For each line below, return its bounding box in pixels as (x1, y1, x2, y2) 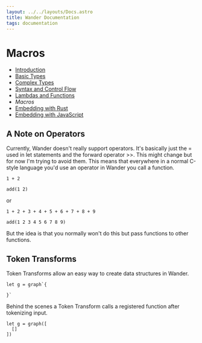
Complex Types (14, 79, 54, 87)
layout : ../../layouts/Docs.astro (6, 8, 93, 15)
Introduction (14, 66, 46, 73)
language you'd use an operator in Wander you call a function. (19, 164, 175, 171)
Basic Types (14, 73, 46, 80)
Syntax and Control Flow (14, 85, 77, 93)
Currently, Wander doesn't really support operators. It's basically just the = (6, 145, 192, 152)
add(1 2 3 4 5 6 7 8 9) (6, 219, 66, 226)
